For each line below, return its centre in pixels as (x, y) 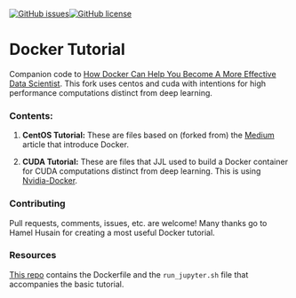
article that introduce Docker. (75, 145)
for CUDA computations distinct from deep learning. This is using (141, 171)
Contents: (31, 115)
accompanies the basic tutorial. (67, 284)
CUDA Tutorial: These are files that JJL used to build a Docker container (155, 162)
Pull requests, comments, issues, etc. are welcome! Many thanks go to (138, 223)
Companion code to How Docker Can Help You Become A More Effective (143, 74)
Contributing (37, 204)
